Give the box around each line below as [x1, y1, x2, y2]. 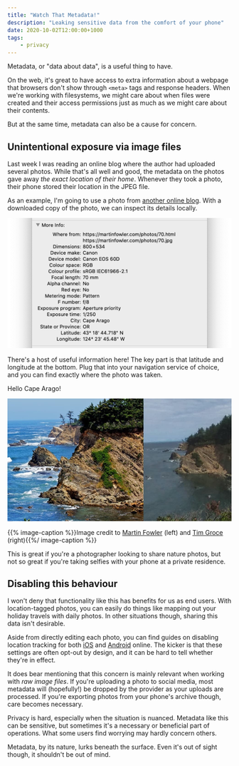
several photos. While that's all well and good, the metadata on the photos [7, 167, 225, 175]
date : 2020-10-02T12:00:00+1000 [7, 26, 103, 34]
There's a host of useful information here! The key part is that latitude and [7, 355, 224, 364]
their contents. [7, 106, 51, 115]
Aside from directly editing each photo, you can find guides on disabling [7, 633, 219, 642]
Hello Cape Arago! [7, 384, 62, 392]
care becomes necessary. [7, 700, 84, 709]
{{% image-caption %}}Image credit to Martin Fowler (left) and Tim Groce [7, 528, 223, 536]
